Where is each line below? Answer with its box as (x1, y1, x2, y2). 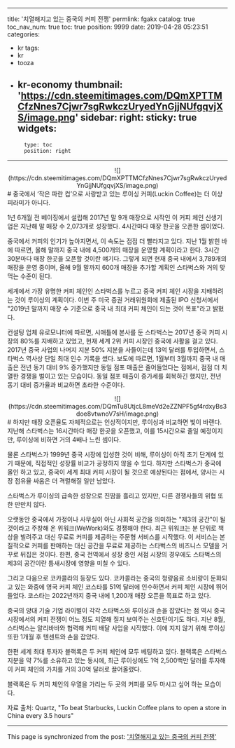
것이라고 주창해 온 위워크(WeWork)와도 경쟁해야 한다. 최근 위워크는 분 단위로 (7, 524, 217, 532)
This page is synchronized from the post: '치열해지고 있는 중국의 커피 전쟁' (7, 732, 217, 740)
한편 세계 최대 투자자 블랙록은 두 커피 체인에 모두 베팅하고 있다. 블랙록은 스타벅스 (7, 647, 227, 655)
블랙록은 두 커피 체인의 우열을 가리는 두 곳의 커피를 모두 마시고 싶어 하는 (7, 679, 203, 688)
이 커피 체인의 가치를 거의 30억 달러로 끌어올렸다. (7, 665, 142, 673)
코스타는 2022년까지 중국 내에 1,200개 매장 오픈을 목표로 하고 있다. (27, 591, 211, 599)
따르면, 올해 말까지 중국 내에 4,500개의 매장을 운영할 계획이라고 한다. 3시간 (14, 245, 220, 254)
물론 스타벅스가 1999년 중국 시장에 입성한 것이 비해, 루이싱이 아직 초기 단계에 (7, 450, 217, 458)
